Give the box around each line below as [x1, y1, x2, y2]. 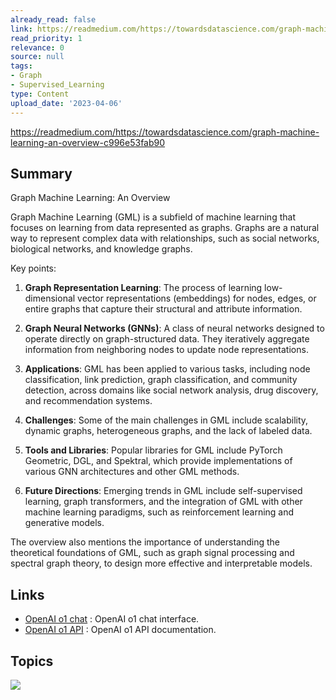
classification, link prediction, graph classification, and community [24, 374, 298, 386]
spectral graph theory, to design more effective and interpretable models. [10, 557, 313, 570]
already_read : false [10, 14, 97, 25]
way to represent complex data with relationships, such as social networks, [10, 232, 320, 245]
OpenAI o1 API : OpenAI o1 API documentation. [24, 624, 217, 636]
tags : [10, 61, 33, 71]
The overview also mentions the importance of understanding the [10, 536, 280, 548]
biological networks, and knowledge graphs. [10, 243, 193, 255]
